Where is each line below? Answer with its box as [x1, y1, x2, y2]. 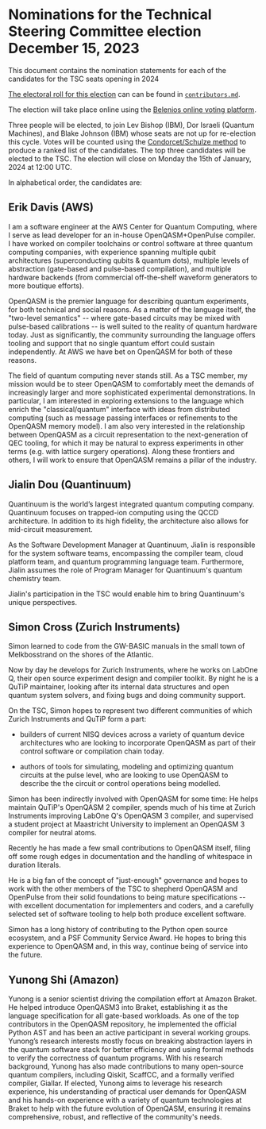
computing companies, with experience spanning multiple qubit [8, 247, 217, 256]
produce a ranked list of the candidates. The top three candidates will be [8, 145, 246, 155]
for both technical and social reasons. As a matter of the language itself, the [8, 304, 256, 314]
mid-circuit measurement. [8, 524, 93, 534]
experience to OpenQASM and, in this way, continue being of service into [8, 942, 249, 951]
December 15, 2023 [8, 40, 141, 57]
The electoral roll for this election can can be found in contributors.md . [8, 89, 241, 98]
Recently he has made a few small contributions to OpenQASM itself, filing [8, 843, 252, 853]
